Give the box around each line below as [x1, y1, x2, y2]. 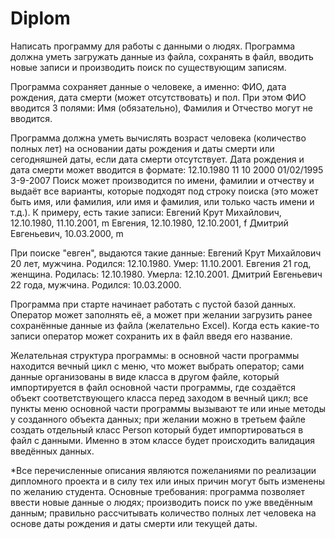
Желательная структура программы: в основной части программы [10, 349, 300, 361]
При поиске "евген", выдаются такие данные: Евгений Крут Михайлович [10, 247, 322, 259]
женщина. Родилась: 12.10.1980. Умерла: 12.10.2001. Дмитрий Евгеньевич [10, 268, 323, 280]
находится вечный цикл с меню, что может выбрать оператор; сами [10, 360, 305, 372]
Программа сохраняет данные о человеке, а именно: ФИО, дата [10, 80, 287, 92]
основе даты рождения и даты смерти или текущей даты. [10, 517, 258, 529]
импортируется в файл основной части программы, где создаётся [10, 381, 297, 393]
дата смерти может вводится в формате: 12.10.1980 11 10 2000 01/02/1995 [10, 163, 324, 176]
